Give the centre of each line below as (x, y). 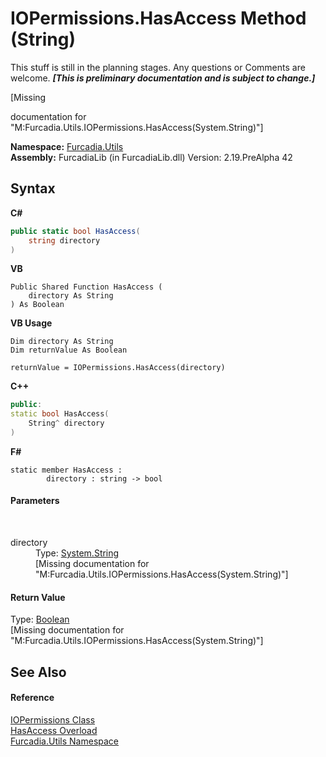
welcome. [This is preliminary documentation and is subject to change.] (163, 78)
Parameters (35, 501)
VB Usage (31, 323)
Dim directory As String (62, 342)
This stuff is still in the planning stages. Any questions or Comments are (158, 67)
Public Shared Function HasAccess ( (86, 287)
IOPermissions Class (53, 719)
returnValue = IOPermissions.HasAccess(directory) (118, 368)
